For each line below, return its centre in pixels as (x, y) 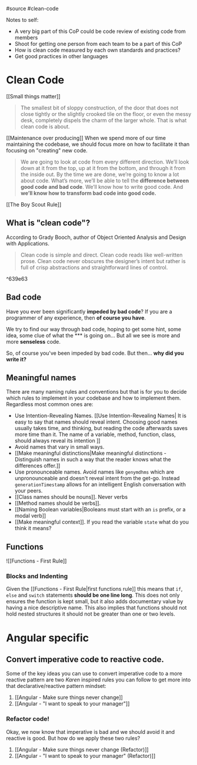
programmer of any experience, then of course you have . (76, 318)
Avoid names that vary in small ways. (59, 447)
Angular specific (48, 638)
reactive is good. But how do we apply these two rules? (73, 738)
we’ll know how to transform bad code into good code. (89, 193)
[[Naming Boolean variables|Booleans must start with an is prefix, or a (100, 510)
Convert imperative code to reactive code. (85, 659)
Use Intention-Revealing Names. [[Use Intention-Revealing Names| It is (101, 416)
